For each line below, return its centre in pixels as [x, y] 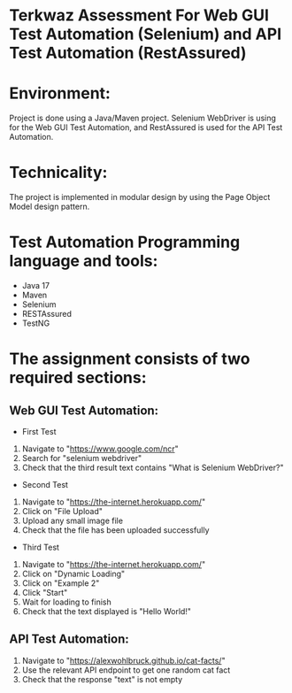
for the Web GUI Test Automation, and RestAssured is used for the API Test [146, 127]
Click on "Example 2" [61, 583]
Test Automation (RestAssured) [128, 53]
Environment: [60, 93]
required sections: [78, 378]
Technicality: [58, 173]
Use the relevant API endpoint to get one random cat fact [126, 670]
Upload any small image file [73, 520]
